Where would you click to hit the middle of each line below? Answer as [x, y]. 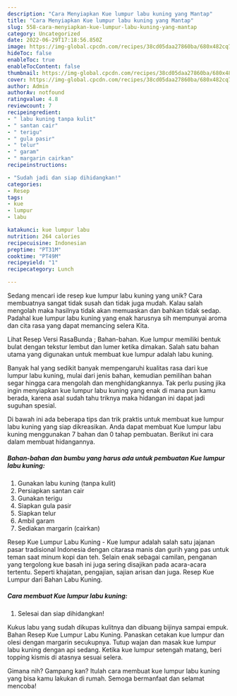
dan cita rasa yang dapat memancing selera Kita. [78, 325]
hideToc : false [30, 54]
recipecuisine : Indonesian [47, 243]
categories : [25, 184]
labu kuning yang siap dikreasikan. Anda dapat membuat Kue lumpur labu [114, 427]
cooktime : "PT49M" [34, 256]
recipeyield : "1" [33, 263]
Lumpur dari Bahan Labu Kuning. [55, 579]
